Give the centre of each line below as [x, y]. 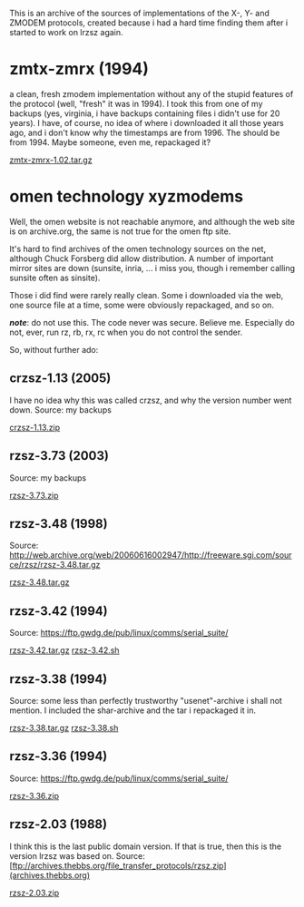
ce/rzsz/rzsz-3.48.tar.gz [55, 565]
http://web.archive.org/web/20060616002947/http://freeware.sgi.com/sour [151, 555]
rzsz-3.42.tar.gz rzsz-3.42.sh [64, 650]
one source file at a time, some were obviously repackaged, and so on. [142, 305]
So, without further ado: [54, 349]
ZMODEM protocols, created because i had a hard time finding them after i [149, 23]
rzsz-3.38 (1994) [59, 679]
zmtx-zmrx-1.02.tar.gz [51, 160]
